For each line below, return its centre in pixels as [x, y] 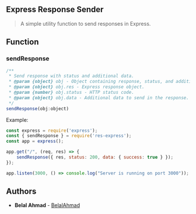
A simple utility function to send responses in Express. [85, 23]
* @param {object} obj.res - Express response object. [76, 87]
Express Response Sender [55, 10]
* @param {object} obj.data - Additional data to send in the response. [99, 98]
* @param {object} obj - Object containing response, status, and [91, 82]
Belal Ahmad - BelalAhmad [47, 205]
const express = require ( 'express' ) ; [52, 131]
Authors [21, 192]
